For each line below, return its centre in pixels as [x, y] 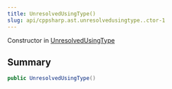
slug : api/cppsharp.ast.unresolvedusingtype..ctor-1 [86, 20]
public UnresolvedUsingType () [52, 78]
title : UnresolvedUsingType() [52, 14]
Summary [29, 62]
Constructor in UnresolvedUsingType [61, 40]
